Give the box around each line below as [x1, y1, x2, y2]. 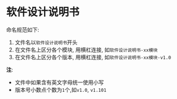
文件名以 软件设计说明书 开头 [14, 39, 78, 46]
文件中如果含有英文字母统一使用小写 [14, 78, 104, 86]
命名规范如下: [6, 26, 40, 33]
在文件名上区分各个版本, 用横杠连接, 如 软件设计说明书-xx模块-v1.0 [14, 53, 172, 60]
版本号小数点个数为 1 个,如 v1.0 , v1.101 [14, 86, 107, 93]
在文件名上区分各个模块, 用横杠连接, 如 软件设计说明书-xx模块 [14, 46, 158, 53]
